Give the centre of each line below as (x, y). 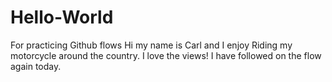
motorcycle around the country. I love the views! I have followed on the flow (166, 55)
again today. (36, 66)
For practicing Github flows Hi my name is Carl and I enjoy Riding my (151, 45)
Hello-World (62, 17)
